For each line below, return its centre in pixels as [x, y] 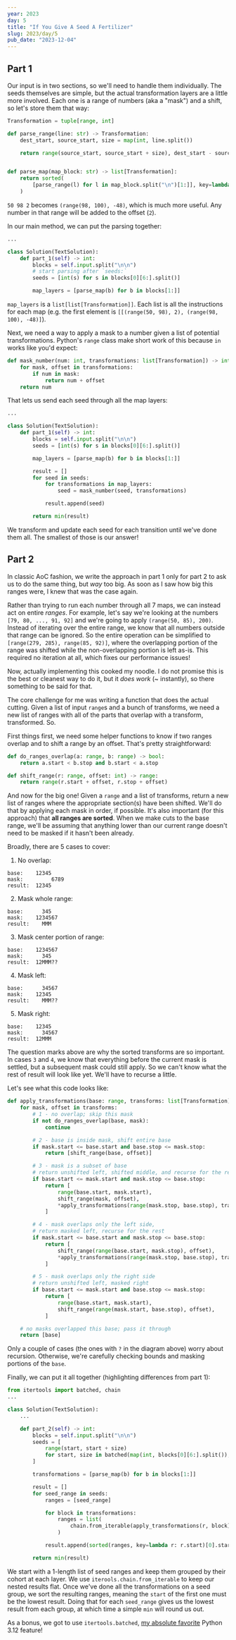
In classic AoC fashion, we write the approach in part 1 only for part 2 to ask [117, 576]
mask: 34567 [33, 1033]
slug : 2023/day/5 [33, 33]
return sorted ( [42, 178]
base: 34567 [33, 989]
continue [58, 1127]
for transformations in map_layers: [98, 484]
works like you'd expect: [42, 348]
